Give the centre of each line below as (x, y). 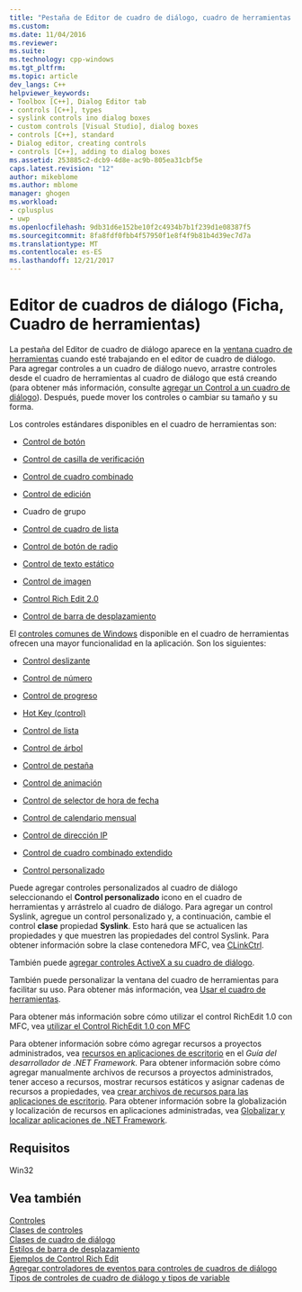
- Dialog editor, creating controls (78, 143)
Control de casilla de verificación (83, 459)
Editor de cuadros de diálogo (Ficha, (147, 305)
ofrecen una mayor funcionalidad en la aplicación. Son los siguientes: (138, 643)
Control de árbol (53, 748)
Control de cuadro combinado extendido (98, 852)
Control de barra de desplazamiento (89, 616)
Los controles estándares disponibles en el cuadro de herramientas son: (143, 423)
